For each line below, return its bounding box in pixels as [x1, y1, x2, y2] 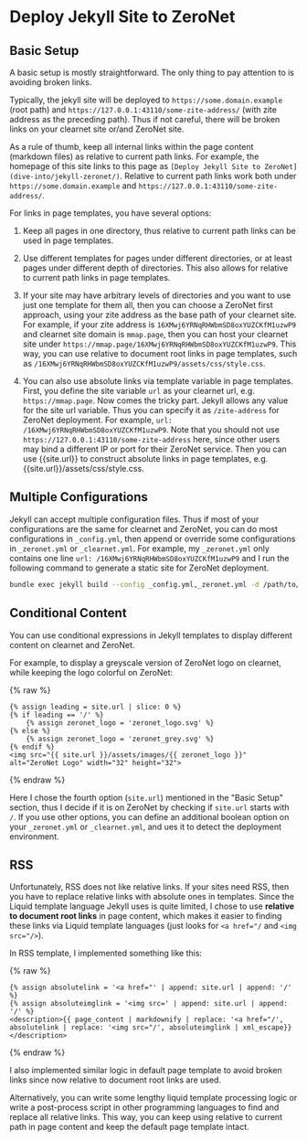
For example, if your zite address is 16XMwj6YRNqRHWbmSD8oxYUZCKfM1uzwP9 [22, 319, 297, 330]
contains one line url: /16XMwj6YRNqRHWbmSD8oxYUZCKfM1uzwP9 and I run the [9, 552, 290, 563]
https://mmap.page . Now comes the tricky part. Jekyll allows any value [22, 395, 289, 406]
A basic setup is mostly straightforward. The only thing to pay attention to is [9, 67, 295, 78]
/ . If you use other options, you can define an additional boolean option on [9, 811, 290, 822]
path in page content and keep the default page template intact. [9, 1122, 249, 1133]
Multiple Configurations [9, 489, 149, 505]
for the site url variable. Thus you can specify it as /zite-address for [22, 405, 281, 415]
